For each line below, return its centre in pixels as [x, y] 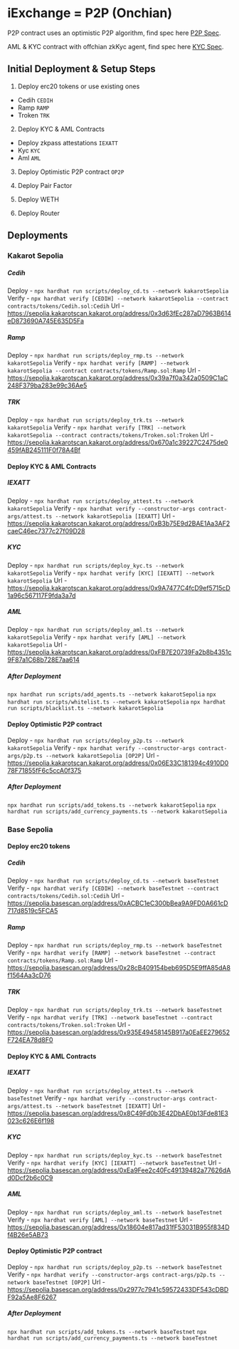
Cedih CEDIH [35, 100]
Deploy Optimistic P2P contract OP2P [71, 172]
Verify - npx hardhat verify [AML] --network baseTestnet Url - [100, 1219]
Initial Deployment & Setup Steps [82, 69]
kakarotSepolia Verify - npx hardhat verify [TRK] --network [97, 427]
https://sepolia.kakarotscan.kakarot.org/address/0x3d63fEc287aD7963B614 [119, 313]
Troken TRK [33, 115]
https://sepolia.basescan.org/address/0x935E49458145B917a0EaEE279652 [119, 1032]
